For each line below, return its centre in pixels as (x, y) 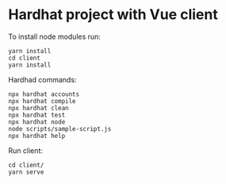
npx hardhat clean (38, 108)
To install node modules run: (55, 36)
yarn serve (26, 172)
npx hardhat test (37, 115)
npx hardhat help (37, 136)
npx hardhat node (37, 122)
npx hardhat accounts (44, 94)
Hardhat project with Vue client (113, 15)
